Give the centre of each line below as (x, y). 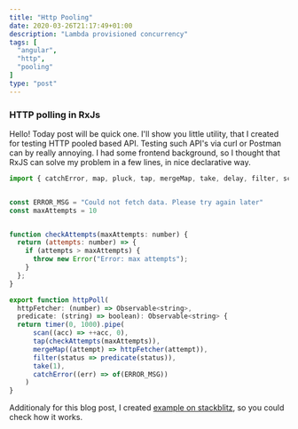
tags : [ (24, 42)
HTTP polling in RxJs (55, 115)
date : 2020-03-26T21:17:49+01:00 (71, 26)
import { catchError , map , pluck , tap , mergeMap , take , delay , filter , (144, 179)
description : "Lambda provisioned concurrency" (99, 34)
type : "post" (33, 83)
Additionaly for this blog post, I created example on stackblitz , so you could (147, 408)
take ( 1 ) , (49, 366)
